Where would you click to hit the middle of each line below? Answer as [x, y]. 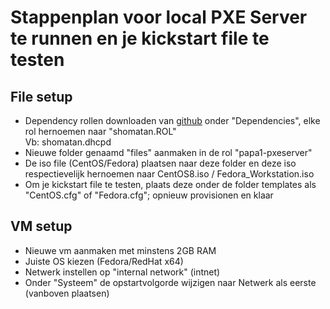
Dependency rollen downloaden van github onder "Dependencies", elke [172, 120]
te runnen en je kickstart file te [140, 38]
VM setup [41, 226]
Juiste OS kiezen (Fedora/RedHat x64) [104, 261]
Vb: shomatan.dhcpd [68, 142]
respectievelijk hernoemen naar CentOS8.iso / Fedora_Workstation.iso [169, 174]
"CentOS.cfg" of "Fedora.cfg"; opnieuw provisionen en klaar [149, 195]
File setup [41, 96]
